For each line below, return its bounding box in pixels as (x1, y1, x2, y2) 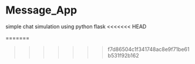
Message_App (5, 4, 78, 17)
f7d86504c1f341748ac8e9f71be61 (107, 45, 190, 53)
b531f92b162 (107, 52, 139, 59)
